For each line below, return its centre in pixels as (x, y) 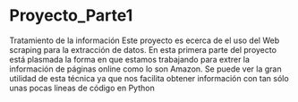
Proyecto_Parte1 (71, 16)
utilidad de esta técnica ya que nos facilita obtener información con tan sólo (149, 78)
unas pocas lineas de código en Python (82, 88)
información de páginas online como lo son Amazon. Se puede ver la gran (145, 69)
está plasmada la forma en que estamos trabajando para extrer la (130, 59)
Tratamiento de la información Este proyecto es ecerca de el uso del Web (145, 40)
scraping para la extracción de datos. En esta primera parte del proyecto (143, 49)
